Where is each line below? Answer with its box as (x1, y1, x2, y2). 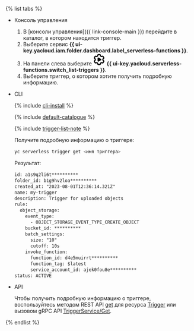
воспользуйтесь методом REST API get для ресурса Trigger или (14, 301, 176, 308)
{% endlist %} (5, 319, 40, 326)
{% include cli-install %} (14, 102, 74, 109)
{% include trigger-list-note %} (14, 125, 90, 132)
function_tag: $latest (30, 261, 87, 267)
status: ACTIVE (14, 273, 52, 279)
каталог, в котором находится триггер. (23, 34, 122, 41)
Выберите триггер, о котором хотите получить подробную (23, 72, 173, 80)
